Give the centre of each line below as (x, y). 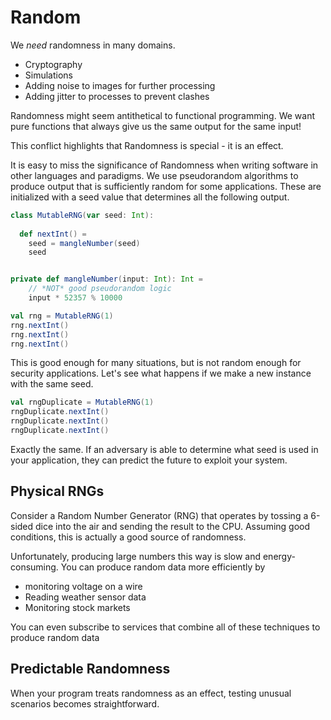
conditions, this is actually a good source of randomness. (128, 537)
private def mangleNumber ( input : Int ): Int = (106, 279)
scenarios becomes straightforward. (85, 703)
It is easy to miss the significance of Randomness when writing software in (164, 165)
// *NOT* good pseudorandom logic (100, 289)
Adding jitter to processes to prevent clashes (117, 96)
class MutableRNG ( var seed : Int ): (82, 215)
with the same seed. (52, 384)
